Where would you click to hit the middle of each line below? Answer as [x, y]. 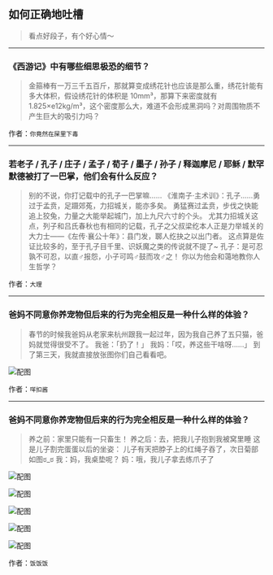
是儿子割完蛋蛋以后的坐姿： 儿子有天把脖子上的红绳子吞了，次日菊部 [143, 449]
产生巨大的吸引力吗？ [64, 116]
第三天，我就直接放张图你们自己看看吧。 [103, 354]
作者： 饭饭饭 [28, 563]
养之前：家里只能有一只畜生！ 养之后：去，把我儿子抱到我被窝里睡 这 [144, 439]
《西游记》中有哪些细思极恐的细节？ [79, 66]
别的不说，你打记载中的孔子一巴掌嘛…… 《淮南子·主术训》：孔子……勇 [144, 196]
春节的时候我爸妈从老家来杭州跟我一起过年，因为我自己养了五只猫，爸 [146, 334]
